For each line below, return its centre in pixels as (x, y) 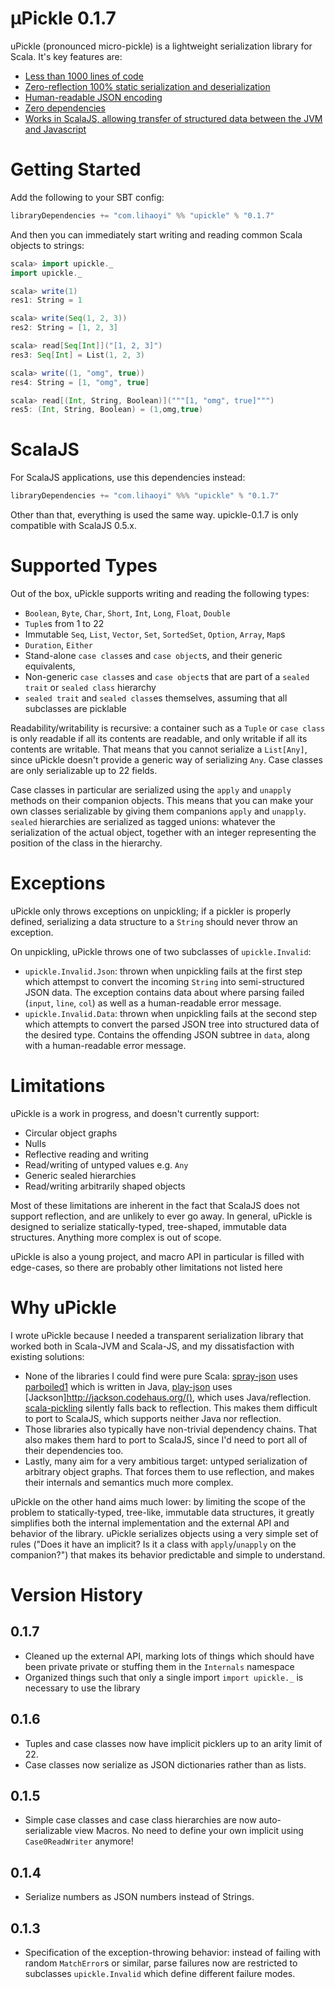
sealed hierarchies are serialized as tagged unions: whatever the (143, 821)
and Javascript (55, 129)
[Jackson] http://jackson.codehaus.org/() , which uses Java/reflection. (168, 1397)
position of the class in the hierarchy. (86, 843)
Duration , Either (59, 645)
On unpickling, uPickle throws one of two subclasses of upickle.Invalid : (161, 951)
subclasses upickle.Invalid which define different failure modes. (160, 1974)
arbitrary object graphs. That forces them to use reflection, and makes (169, 1471)
